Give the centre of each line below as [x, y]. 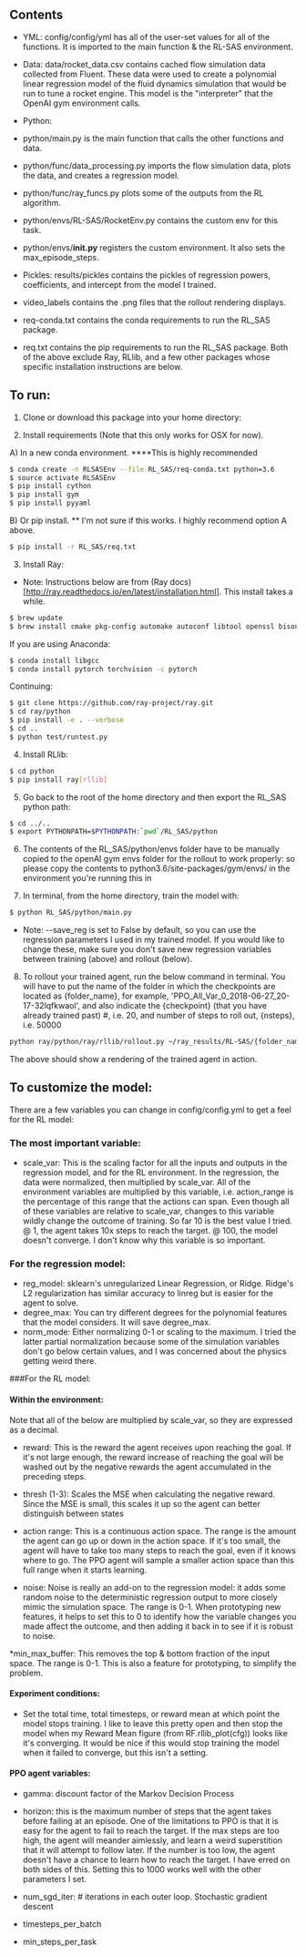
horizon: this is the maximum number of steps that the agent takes [147, 1811]
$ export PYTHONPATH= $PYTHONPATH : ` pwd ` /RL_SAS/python [114, 832]
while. [34, 601]
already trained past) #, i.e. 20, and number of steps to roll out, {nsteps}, [158, 1016]
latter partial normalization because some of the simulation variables [151, 1342]
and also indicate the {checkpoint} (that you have [174, 1006]
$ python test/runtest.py [58, 737]
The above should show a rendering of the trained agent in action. [133, 1059]
